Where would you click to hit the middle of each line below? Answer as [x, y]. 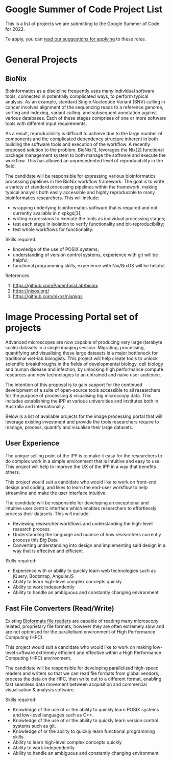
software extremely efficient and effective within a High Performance [89, 652]
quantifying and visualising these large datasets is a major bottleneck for [82, 353]
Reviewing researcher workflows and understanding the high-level [83, 523]
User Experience [32, 443]
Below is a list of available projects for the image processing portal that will [84, 416]
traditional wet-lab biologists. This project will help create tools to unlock [82, 358]
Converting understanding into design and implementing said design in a [89, 545]
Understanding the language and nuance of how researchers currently [87, 534]
